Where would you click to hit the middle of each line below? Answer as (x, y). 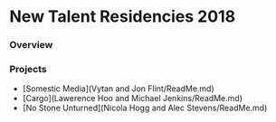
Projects (28, 70)
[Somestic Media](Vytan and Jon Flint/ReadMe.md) (118, 89)
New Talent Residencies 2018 (123, 17)
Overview (31, 45)
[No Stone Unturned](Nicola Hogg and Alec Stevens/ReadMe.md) (145, 108)
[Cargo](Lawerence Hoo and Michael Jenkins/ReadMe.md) (132, 99)
